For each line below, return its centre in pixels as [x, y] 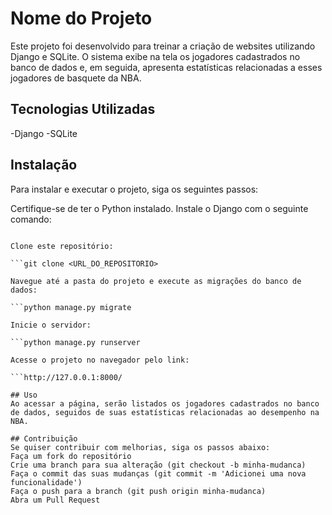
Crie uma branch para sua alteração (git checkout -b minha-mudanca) [158, 465]
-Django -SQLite [44, 133]
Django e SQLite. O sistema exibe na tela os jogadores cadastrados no [155, 56]
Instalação [44, 165]
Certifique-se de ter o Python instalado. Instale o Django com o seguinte [159, 208]
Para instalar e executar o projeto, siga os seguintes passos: [134, 189]
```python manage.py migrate [71, 307]
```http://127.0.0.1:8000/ [66, 377]
